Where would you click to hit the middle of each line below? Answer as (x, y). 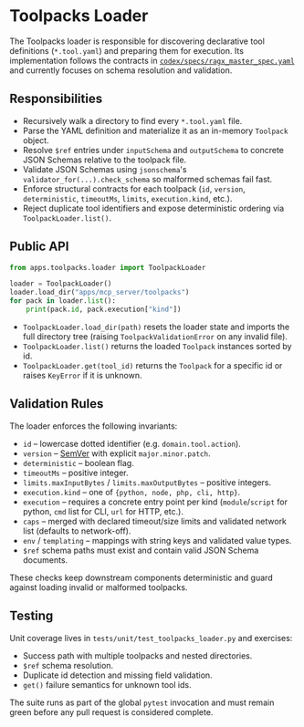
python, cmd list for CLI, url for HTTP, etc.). (103, 511)
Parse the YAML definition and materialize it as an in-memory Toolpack (155, 130)
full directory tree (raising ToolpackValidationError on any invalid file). (155, 336)
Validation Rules (57, 404)
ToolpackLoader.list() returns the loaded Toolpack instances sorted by (157, 346)
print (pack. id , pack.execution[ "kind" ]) (104, 310)
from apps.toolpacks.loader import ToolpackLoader (108, 267)
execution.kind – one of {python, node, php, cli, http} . (131, 492)
